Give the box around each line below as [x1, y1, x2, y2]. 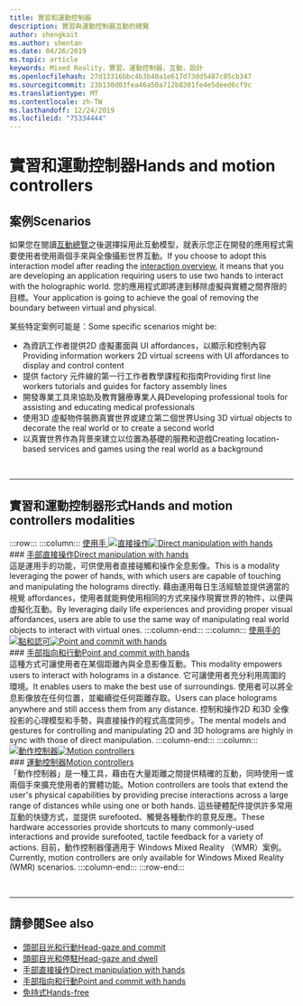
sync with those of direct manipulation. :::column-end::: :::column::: [9, 734, 259, 745]
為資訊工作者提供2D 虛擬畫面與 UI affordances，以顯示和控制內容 [22, 340, 267, 351]
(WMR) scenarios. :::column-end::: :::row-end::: [9, 862, 185, 872]
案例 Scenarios [9, 213, 92, 228]
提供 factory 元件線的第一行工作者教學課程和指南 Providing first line [22, 371, 271, 382]
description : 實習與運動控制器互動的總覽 [9, 22, 150, 31]
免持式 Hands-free [22, 986, 90, 998]
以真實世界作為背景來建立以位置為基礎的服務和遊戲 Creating [22, 433, 245, 444]
